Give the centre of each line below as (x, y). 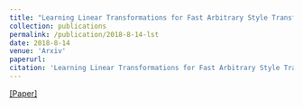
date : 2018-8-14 (40, 43)
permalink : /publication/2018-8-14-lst (84, 34)
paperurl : (28, 59)
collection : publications (58, 26)
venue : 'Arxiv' (38, 51)
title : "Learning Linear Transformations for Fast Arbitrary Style (139, 18)
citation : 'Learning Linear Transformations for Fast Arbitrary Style (145, 68)
